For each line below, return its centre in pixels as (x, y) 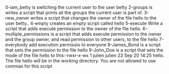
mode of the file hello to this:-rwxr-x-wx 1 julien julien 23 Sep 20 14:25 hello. (85, 55)
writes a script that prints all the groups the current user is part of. (74, 13)
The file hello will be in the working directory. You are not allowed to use (80, 61)
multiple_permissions (27, 34)
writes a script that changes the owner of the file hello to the (93, 18)
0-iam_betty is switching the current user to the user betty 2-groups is (79, 7)
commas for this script (29, 66)
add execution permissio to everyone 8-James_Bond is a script (95, 45)
